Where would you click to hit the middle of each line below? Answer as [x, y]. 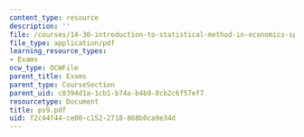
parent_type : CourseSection [62, 85]
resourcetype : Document [54, 101]
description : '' [40, 26]
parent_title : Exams [48, 77]
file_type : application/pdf [62, 43]
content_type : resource [54, 18]
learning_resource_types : [58, 51]
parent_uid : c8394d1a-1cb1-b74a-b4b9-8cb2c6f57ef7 [107, 93]
